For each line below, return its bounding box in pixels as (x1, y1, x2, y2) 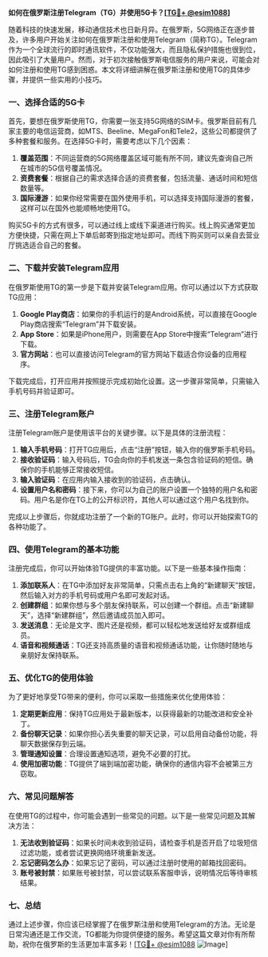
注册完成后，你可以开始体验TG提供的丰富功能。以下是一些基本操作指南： (8, 563, 249, 573)
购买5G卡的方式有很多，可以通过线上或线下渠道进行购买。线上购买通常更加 (8, 220, 255, 230)
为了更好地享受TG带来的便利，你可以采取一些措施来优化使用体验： (8, 692, 228, 702)
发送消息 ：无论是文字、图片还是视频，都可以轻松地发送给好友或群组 (19, 620, 244, 631)
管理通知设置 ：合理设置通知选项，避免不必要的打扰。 (19, 749, 195, 759)
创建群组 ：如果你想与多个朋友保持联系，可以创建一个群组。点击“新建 (19, 600, 247, 611)
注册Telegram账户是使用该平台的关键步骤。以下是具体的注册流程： (8, 427, 228, 437)
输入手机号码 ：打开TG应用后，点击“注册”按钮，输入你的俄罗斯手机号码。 (19, 444, 260, 454)
